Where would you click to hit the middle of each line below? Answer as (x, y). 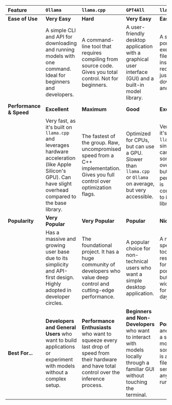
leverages (57, 145)
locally (134, 356)
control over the (101, 372)
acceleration (60, 158)
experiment (59, 360)
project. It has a (100, 252)
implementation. (101, 168)
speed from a (98, 155)
